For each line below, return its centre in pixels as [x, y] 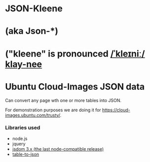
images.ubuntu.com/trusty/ [33, 115]
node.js [20, 138]
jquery [19, 144]
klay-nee [24, 64]
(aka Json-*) [32, 31]
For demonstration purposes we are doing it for [53, 110]
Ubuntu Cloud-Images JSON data [75, 86]
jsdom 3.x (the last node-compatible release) [58, 149]
